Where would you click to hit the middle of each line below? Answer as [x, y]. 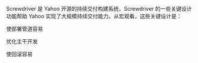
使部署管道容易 [25, 29]
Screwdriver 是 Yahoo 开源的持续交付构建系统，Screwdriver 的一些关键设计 [99, 9]
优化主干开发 [22, 41]
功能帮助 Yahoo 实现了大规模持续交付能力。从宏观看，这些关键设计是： [94, 16]
